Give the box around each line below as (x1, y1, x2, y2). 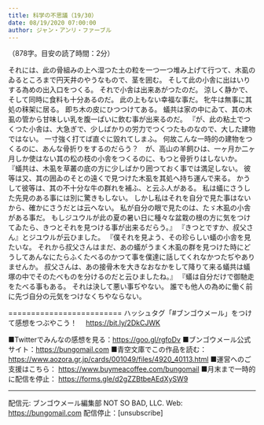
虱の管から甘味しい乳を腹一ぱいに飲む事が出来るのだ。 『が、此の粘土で (8, 115, 244, 124)
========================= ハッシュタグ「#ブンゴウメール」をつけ (8, 309, 253, 318)
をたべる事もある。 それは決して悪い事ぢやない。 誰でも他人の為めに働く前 (8, 282, 253, 291)
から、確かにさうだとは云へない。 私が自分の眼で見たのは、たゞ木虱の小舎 (8, 203, 251, 213)
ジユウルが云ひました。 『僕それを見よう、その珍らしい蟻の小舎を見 (28, 233, 251, 242)
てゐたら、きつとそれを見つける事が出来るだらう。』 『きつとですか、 (8, 223, 233, 232)
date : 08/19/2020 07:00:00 (8, 19, 97, 27)
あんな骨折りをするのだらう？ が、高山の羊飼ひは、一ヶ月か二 (42, 144, 249, 153)
